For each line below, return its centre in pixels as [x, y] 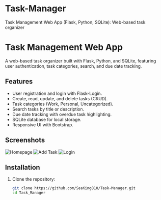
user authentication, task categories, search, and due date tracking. [74, 66]
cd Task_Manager [29, 193]
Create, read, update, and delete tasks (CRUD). [60, 98]
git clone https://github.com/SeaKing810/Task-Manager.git [74, 188]
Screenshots [25, 140]
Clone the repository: [34, 179]
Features [19, 82]
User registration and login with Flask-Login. [57, 93]
